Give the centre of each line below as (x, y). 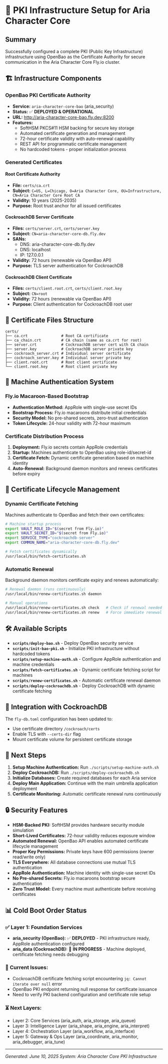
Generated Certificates (34, 162)
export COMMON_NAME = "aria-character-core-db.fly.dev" (62, 543)
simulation (23, 830)
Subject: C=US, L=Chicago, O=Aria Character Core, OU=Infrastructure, (87, 191)
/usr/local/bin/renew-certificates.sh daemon (53, 594)
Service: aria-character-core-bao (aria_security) (63, 106)
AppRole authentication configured (48, 944)
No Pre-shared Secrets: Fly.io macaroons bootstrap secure (74, 878)
